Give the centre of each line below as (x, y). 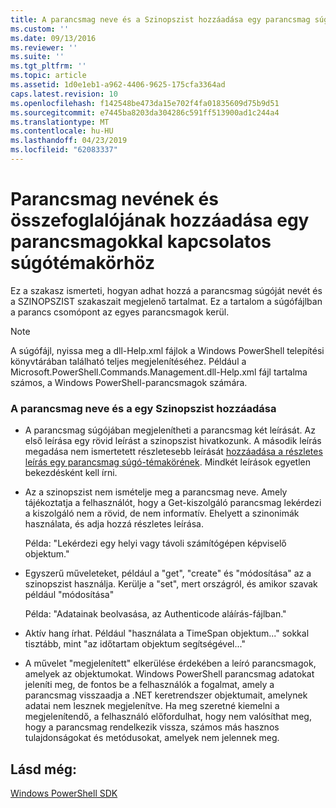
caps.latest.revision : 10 (64, 94)
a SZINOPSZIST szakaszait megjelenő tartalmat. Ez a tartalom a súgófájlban (166, 301)
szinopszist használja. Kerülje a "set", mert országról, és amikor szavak (171, 584)
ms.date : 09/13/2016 (53, 38)
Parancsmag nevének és (114, 199)
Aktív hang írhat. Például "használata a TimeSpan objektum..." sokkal (167, 633)
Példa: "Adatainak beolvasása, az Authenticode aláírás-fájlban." (155, 614)
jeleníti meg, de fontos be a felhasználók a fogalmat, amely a (149, 685)
